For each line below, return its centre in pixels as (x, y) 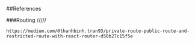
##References (24, 9)
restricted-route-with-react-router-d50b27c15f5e (70, 36)
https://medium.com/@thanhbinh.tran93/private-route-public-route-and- (98, 31)
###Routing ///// (26, 20)
